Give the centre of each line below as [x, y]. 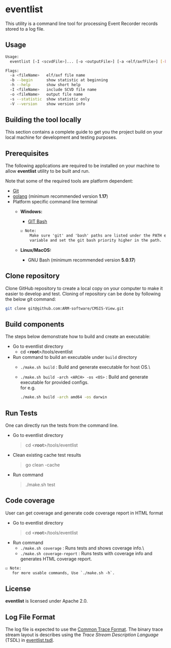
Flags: [12, 71]
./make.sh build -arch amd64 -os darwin [64, 397]
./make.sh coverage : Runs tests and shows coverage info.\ [82, 548]
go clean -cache [42, 464]
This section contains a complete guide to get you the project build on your [84, 132]
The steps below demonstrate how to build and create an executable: [78, 336]
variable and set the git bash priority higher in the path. [96, 240]
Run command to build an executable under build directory [75, 357]
